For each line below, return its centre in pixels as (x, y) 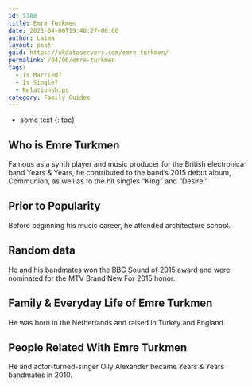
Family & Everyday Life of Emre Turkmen (110, 303)
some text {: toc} (47, 120)
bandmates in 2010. (41, 375)
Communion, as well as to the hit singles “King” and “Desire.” (108, 181)
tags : (17, 68)
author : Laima (32, 38)
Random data (42, 251)
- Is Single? (37, 82)
